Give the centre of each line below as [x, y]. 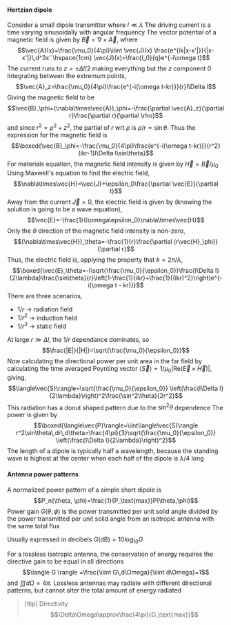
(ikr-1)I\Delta [96, 153]
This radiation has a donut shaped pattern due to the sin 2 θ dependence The [115, 407]
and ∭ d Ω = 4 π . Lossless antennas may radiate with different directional [110, 583]
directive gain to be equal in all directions [66, 561]
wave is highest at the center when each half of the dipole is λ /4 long [106, 459]
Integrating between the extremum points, [67, 76]
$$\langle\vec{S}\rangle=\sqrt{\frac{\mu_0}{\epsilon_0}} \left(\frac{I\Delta [113, 388]
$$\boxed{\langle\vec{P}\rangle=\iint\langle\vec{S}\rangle [116, 425]
